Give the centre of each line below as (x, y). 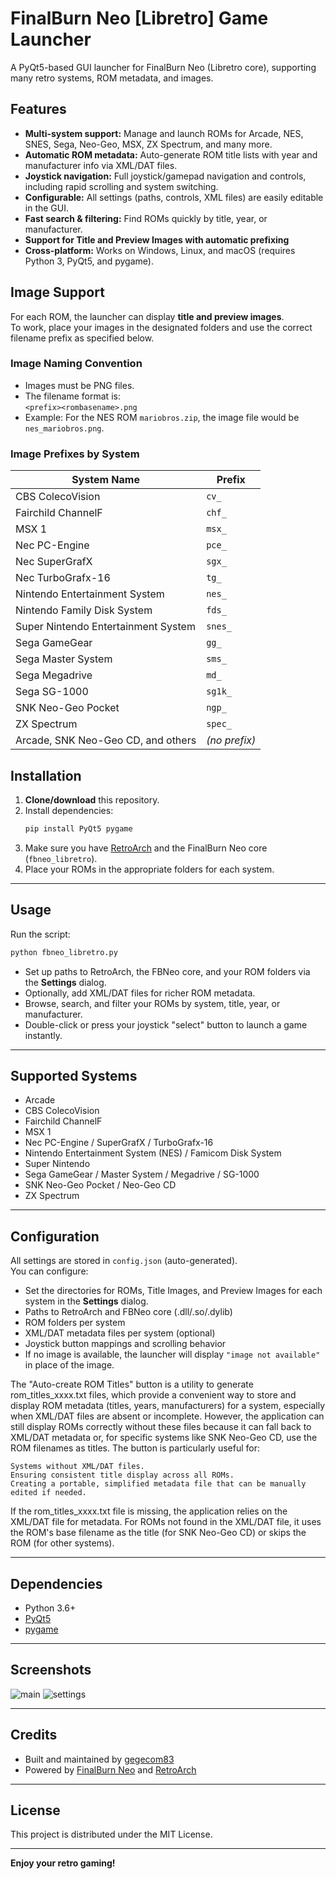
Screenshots (51, 1670)
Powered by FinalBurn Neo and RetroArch (110, 1769)
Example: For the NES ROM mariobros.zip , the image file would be (162, 417)
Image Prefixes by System (75, 454)
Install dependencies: (69, 810)
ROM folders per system (75, 1323)
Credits (34, 1735)
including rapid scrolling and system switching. (121, 186)
